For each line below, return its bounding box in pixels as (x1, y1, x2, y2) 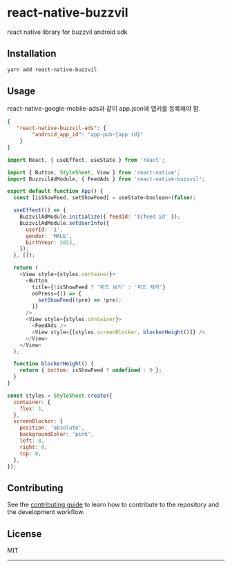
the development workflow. (7, 508, 85, 516)
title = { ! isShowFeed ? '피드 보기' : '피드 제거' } (32, 284, 166, 291)
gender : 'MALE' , (25, 232, 72, 239)
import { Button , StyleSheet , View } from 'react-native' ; (7, 169, 181, 176)
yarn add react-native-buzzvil (7, 66, 97, 73)
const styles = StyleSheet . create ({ (7, 392, 113, 399)
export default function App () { (7, 188, 104, 195)
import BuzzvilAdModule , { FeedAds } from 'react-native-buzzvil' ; (7, 175, 206, 183)
